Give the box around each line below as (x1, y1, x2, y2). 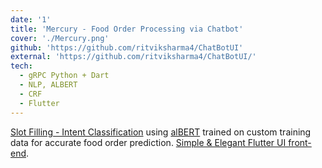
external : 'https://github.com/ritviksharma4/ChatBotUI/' (10, 52, 257, 62)
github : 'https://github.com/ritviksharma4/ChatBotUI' (10, 42, 244, 53)
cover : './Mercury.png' (10, 33, 110, 43)
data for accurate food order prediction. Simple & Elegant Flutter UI (10, 136, 287, 148)
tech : (10, 61, 33, 71)
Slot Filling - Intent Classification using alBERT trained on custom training (10, 126, 312, 138)
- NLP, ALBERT (19, 80, 78, 90)
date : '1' (10, 14, 52, 25)
